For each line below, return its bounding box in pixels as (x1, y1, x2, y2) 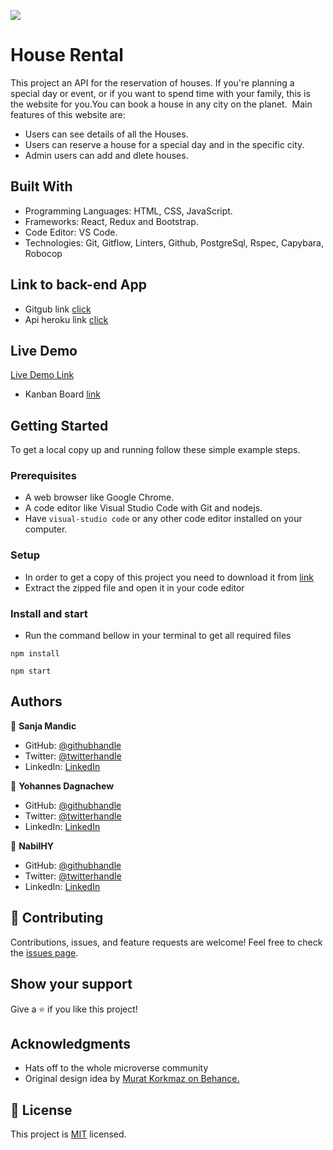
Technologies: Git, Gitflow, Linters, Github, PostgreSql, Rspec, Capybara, (24, 236, 324, 249)
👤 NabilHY (10, 840, 55, 852)
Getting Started (10, 417, 109, 434)
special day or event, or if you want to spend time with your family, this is (10, 87, 311, 99)
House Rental (10, 44, 124, 67)
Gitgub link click (24, 303, 92, 315)
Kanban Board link (24, 388, 101, 400)
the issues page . (10, 946, 79, 959)
